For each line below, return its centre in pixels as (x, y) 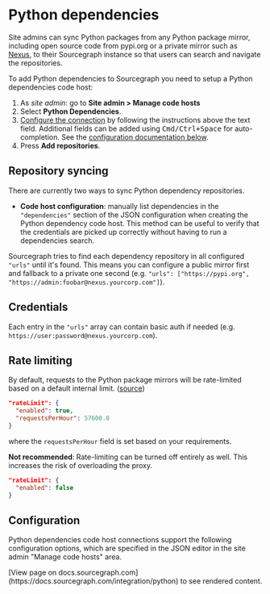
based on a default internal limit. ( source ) (77, 388)
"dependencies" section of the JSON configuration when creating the (134, 215)
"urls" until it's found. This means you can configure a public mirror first (129, 265)
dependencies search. (57, 241)
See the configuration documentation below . (135, 137)
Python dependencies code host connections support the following (120, 540)
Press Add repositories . (60, 145)
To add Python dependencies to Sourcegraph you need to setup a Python (131, 78)
